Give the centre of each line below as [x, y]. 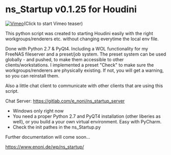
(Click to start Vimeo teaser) [53, 23]
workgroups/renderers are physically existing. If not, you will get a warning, [85, 70]
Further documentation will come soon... [48, 137]
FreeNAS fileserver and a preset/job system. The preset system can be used [86, 54]
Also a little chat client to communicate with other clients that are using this [84, 86]
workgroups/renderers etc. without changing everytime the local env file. [82, 39]
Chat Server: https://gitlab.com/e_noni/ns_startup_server [65, 101]
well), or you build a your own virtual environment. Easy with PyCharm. [87, 121]
